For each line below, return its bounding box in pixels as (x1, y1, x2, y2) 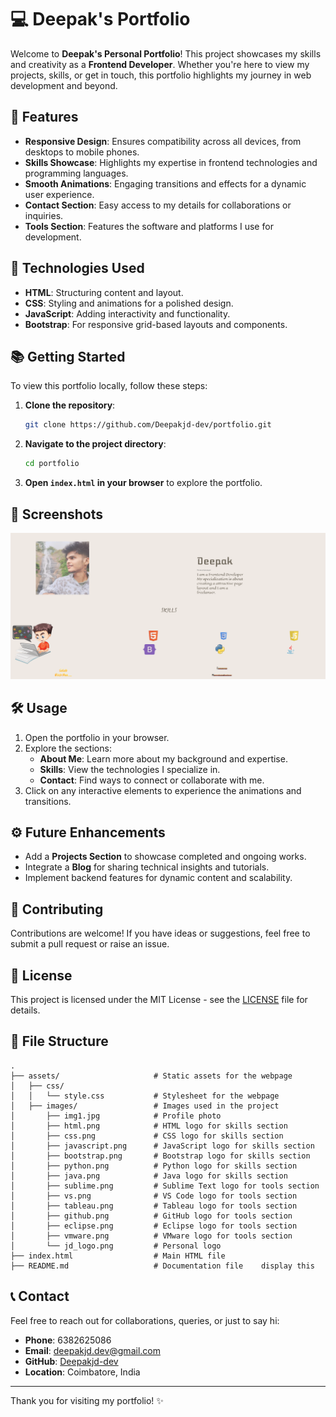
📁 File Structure (10, 1033, 109, 1050)
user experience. (24, 188, 95, 200)
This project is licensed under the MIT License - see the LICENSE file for (10, 993, 308, 1005)
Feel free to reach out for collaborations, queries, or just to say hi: (10, 1314, 280, 1326)
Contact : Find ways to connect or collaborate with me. (39, 774, 265, 786)
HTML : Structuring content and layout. (24, 286, 184, 298)
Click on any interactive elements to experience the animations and (24, 784, 302, 796)
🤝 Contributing (10, 901, 104, 918)
